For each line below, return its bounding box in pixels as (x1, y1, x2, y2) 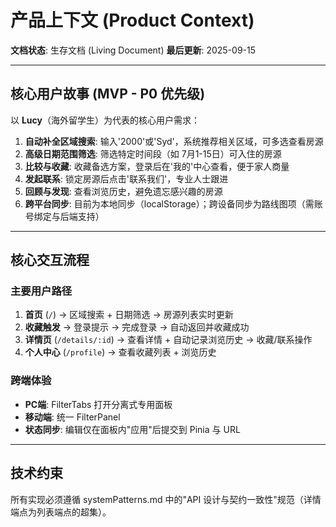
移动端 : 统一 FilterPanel (24, 411, 121, 423)
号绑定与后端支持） (24, 210, 105, 222)
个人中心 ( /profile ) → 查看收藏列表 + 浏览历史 (24, 346, 217, 358)
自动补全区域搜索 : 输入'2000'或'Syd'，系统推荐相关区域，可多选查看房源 (24, 135, 324, 147)
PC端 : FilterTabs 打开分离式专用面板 (24, 398, 173, 410)
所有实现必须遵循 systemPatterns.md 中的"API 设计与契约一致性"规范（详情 (10, 493, 322, 505)
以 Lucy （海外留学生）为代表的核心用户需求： (10, 114, 200, 126)
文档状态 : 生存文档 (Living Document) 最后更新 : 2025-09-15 (10, 44, 257, 56)
